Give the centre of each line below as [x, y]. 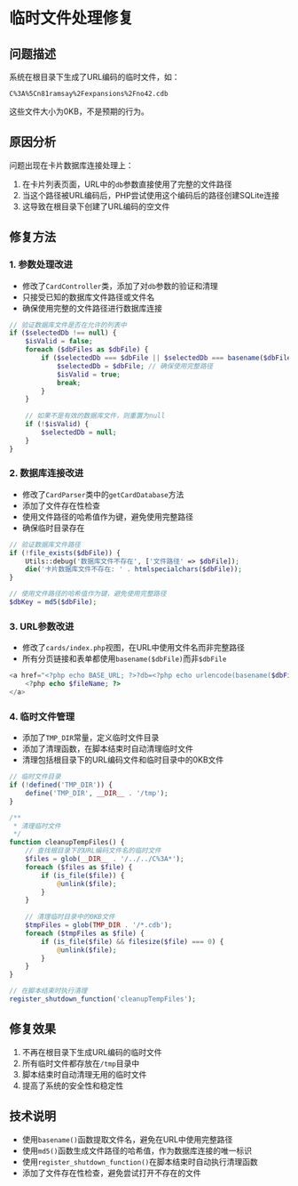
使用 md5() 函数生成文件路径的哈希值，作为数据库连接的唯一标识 [137, 1150]
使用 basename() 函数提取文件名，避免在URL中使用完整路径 [127, 1139]
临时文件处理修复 [72, 18]
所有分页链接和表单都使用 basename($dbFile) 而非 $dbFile [124, 658]
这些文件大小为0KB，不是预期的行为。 [79, 111]
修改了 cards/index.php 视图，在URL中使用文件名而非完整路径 [133, 648]
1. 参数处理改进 [41, 265]
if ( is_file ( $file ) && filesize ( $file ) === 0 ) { [133, 941]
